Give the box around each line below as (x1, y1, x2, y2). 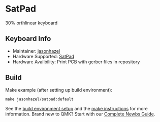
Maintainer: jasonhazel (12, 48, 60, 54)
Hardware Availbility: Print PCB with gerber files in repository (12, 59, 140, 65)
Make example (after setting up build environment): (5, 87, 113, 93)
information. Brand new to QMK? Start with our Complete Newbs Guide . (5, 111, 155, 117)
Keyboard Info (5, 34, 51, 43)
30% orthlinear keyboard (5, 20, 58, 26)
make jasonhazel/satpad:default (5, 97, 74, 102)
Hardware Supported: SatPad (12, 53, 75, 59)
